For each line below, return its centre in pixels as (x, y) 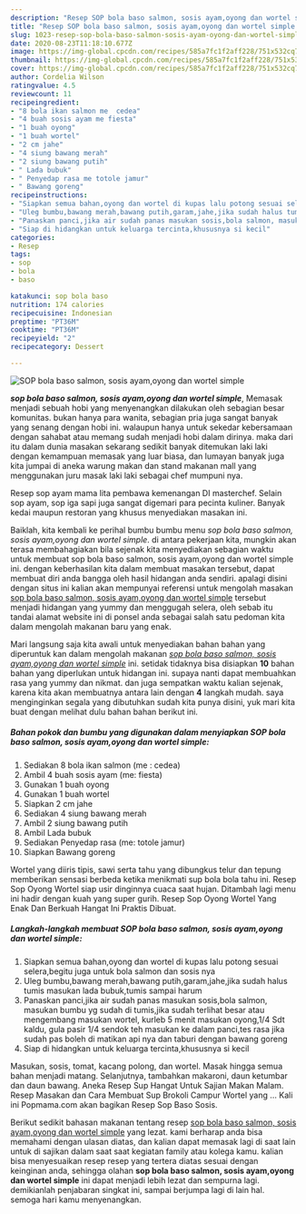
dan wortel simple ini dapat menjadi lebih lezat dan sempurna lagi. (135, 1180)
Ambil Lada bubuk (57, 832)
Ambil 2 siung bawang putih (76, 822)
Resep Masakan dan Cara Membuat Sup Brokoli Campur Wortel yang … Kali (152, 1095)
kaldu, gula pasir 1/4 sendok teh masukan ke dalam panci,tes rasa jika (154, 1029)
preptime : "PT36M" (45, 322)
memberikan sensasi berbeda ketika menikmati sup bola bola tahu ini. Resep (153, 879)
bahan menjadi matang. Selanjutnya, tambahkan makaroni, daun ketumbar (149, 1075)
